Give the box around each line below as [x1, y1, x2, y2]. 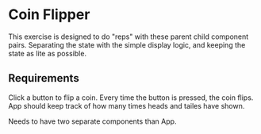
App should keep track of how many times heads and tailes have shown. [8, 101, 245, 110]
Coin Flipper [8, 6, 90, 24]
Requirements [8, 71, 79, 85]
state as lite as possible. [8, 48, 87, 58]
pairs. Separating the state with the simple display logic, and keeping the [8, 40, 246, 49]
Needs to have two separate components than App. [8, 117, 177, 126]
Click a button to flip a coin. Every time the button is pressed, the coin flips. [8, 93, 254, 102]
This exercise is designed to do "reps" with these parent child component [8, 32, 249, 41]
